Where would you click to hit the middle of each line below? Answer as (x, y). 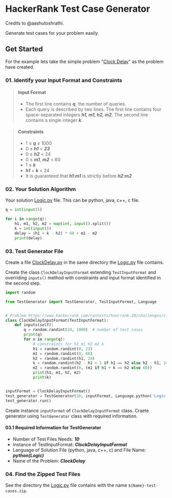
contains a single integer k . (54, 120)
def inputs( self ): (34, 325)
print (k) (42, 378)
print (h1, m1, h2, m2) (57, 373)
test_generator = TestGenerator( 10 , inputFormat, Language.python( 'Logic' (87, 396)
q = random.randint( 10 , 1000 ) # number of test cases (83, 330)
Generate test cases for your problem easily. (52, 33)
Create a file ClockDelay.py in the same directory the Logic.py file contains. (85, 262)
